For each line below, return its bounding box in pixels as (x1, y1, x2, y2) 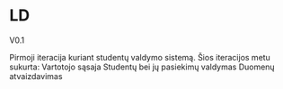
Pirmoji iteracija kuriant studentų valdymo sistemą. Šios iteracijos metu (9, 52, 271, 62)
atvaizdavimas (9, 70, 63, 81)
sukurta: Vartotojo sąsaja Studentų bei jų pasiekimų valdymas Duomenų (9, 61, 276, 72)
